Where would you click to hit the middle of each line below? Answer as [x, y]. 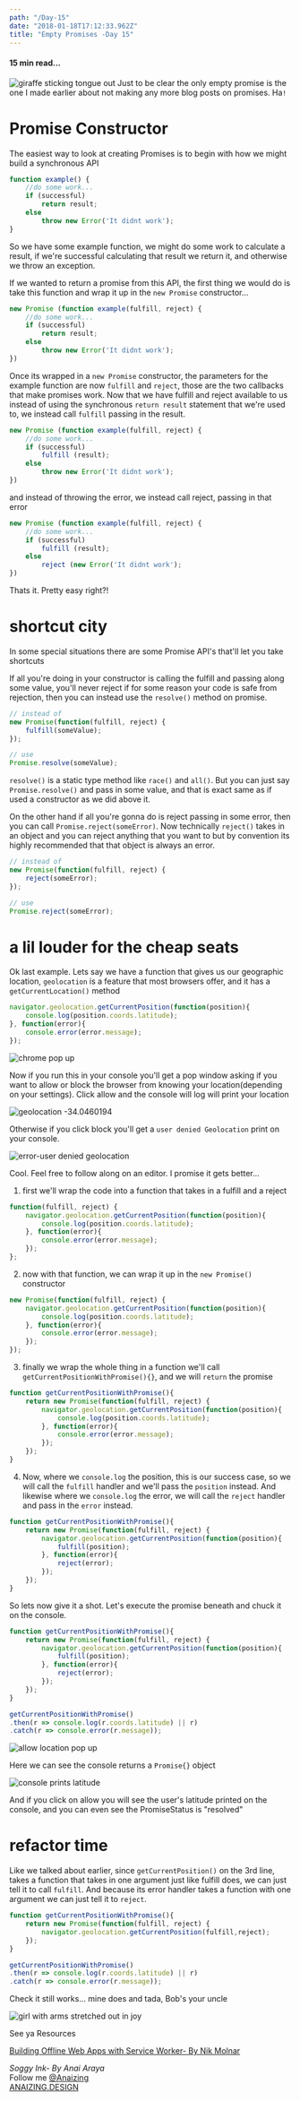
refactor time [59, 1846]
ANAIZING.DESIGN [44, 2088]
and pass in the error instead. [77, 1505]
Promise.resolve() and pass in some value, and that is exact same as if [141, 790]
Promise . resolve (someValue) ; [64, 763]
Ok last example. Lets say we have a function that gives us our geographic [146, 972]
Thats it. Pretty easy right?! [59, 590]
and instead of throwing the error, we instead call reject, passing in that [141, 497]
